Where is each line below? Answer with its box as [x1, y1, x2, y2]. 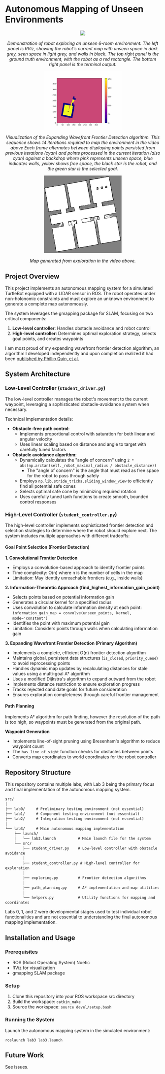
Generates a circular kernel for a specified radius [12, 600, 112, 605]
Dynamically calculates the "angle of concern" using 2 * [19, 457, 134, 463]
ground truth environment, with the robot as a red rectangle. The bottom [9, 56, 157, 62]
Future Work [5, 1051, 44, 1059]
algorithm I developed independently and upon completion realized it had [5, 351, 154, 357]
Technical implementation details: [5, 416, 73, 422]
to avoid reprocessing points [12, 660, 70, 666]
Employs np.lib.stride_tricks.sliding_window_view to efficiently [19, 478, 153, 484]
